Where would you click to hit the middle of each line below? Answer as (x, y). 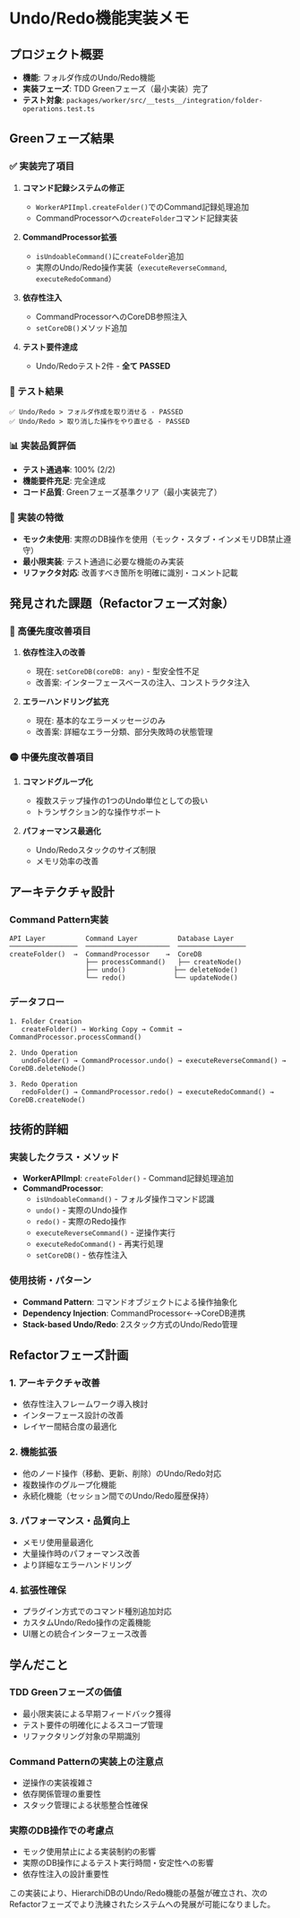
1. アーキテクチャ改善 (55, 1383)
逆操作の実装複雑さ (58, 1783)
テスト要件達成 (50, 347)
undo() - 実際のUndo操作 (81, 1210)
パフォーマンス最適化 (61, 831)
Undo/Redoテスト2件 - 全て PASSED (103, 366)
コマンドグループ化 (57, 782)
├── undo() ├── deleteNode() (162, 970)
